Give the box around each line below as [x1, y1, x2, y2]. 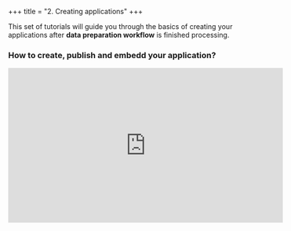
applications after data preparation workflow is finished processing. [8, 31, 230, 39]
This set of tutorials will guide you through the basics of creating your [8, 22, 233, 31]
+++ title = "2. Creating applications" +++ [8, 7, 144, 16]
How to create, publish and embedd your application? [8, 49, 216, 60]
